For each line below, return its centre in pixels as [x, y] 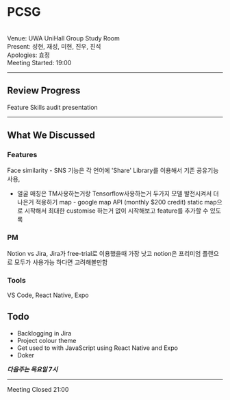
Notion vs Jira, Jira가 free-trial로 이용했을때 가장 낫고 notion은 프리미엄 [104, 253]
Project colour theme [47, 340]
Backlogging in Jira [44, 333]
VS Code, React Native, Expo [48, 295]
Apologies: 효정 [28, 55]
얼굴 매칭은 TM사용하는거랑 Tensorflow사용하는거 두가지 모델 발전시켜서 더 [118, 193]
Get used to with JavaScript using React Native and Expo [97, 348]
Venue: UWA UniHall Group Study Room [63, 38]
